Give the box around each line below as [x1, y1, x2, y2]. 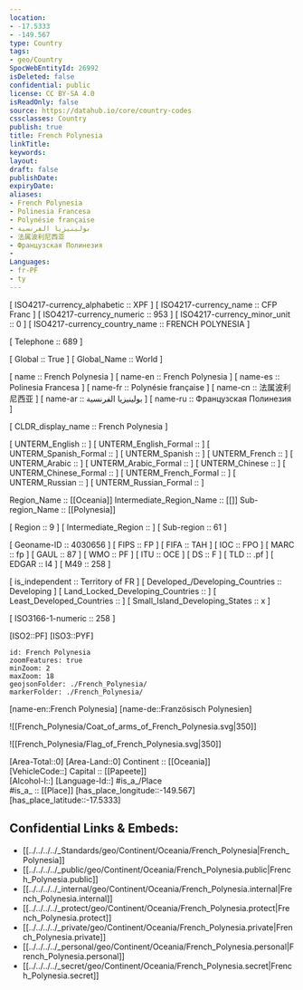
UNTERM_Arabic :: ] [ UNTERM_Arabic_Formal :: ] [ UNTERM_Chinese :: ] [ [9, 457, 287, 468]
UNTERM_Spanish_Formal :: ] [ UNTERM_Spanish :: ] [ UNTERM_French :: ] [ [9, 447, 294, 458]
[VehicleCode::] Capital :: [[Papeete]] [9, 765, 147, 776]
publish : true [9, 123, 63, 132]
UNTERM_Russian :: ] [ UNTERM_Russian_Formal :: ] [9, 476, 205, 487]
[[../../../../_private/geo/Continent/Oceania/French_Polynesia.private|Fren [22, 921, 293, 933]
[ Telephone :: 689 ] [9, 336, 83, 347]
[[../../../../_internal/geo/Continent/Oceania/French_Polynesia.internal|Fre [22, 883, 292, 894]
